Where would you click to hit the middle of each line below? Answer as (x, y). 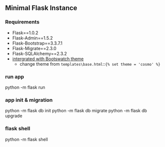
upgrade (14, 116)
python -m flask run (25, 87)
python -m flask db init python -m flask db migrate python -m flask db (76, 111)
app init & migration (29, 100)
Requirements (22, 22)
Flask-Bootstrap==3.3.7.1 (37, 43)
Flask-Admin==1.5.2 (33, 38)
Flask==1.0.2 (25, 33)
